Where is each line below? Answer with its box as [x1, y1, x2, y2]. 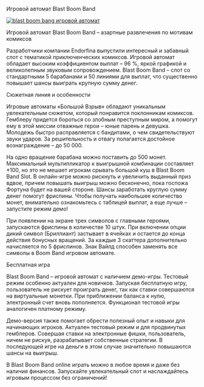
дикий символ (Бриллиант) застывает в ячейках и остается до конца [6, 230, 185, 237]
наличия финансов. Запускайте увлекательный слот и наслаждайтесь [6, 368, 189, 375]
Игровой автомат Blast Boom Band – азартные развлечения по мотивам [6, 29, 193, 36]
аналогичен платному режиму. [6, 305, 87, 312]
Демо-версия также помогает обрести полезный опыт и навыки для [6, 317, 185, 324]
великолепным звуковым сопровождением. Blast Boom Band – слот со [6, 66, 191, 74]
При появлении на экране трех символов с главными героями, [6, 217, 171, 224]
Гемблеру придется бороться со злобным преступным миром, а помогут [6, 116, 198, 123]
